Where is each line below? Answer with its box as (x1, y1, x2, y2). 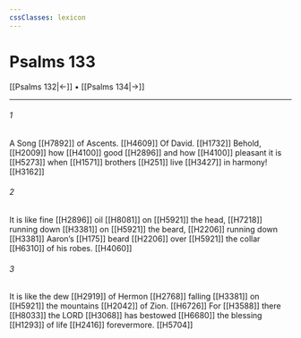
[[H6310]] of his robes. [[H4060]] (9, 242, 133, 253)
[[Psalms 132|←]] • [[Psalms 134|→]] (9, 81, 145, 92)
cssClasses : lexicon (9, 13, 87, 22)
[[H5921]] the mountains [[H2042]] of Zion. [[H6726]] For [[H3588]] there (9, 300, 281, 311)
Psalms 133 (9, 51, 96, 72)
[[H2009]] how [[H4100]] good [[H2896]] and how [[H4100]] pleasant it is (9, 147, 282, 157)
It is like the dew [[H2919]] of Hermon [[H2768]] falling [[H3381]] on (9, 292, 260, 302)
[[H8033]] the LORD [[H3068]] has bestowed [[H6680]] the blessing (9, 310, 262, 321)
